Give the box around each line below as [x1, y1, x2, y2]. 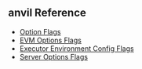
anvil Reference [8, 6, 86, 20]
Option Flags [19, 27, 61, 36]
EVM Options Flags [19, 35, 82, 45]
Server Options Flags [19, 52, 89, 61]
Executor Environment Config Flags [19, 43, 135, 53]
